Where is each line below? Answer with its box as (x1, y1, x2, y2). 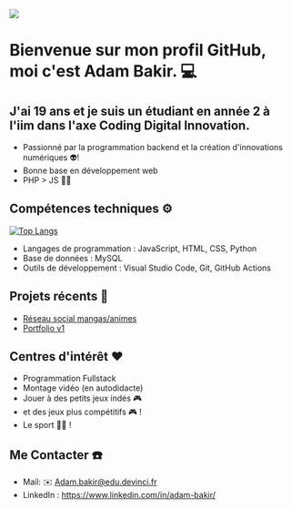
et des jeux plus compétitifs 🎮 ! (22, 406, 143, 418)
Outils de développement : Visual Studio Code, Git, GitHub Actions (22, 262, 271, 273)
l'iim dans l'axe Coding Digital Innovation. (9, 117, 250, 133)
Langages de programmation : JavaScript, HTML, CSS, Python (22, 242, 257, 254)
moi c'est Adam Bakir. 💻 (9, 61, 197, 82)
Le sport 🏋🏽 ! (22, 420, 72, 431)
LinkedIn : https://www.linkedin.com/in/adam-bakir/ (22, 490, 216, 501)
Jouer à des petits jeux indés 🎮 (22, 392, 143, 404)
